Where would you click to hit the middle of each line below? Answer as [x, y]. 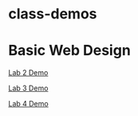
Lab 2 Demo [28, 73]
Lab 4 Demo [29, 104]
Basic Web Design [70, 51]
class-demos [53, 14]
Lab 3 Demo [28, 88]
